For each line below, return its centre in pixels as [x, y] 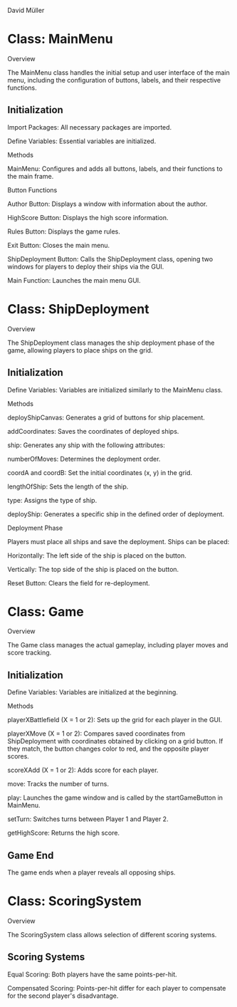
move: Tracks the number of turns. [58, 784]
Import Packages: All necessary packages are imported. [90, 127]
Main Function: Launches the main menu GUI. [74, 280]
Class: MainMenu [60, 39]
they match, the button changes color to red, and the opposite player [108, 749]
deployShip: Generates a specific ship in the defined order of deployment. [116, 514]
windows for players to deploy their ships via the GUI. [86, 266]
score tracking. [30, 653]
